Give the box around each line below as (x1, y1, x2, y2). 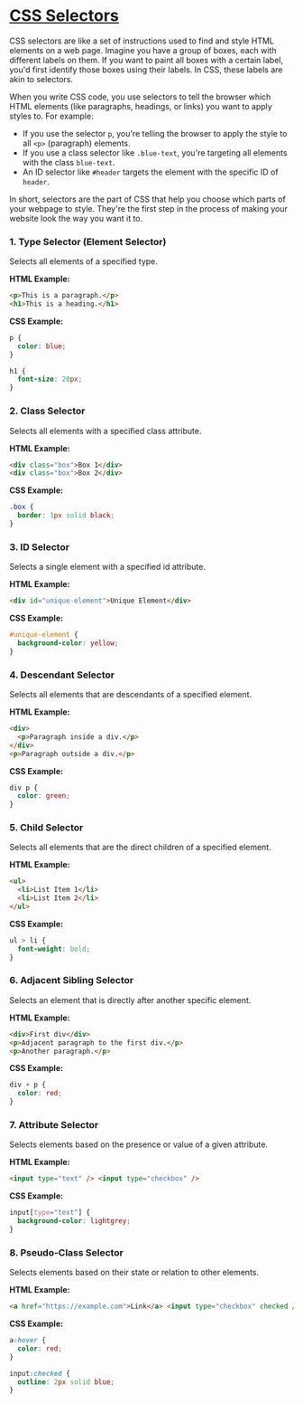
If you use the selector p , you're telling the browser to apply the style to (22, 128, 288, 138)
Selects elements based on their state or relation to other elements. (9, 1267, 260, 1278)
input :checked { (9, 1369, 70, 1378)
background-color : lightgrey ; (17, 1217, 131, 1226)
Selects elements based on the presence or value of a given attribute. (9, 1139, 269, 1150)
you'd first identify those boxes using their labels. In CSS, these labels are (9, 64, 283, 75)
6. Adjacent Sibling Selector (9, 974, 133, 987)
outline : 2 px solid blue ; (17, 1377, 115, 1387)
